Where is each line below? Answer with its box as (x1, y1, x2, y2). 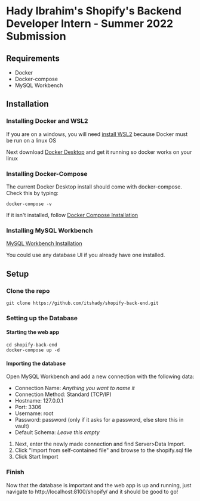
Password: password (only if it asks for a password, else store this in (14, 416, 184, 423)
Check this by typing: (6, 189, 59, 196)
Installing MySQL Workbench (6, 226, 93, 234)
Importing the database (6, 360, 66, 367)
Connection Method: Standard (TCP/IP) (14, 391, 112, 398)
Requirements (6, 53, 60, 63)
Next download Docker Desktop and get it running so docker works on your (6, 148, 192, 156)
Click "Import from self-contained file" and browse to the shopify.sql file (14, 447, 192, 454)
